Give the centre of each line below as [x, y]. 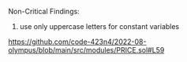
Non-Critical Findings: [44, 11]
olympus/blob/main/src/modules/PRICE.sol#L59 [86, 50]
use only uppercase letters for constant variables [99, 26]
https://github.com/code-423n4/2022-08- [77, 42]
